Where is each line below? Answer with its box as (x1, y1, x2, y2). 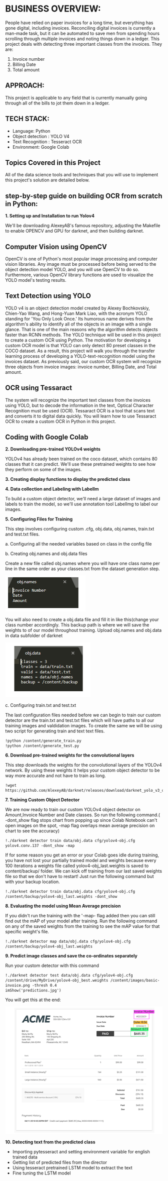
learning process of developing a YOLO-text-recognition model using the (5, 353, 155, 359)
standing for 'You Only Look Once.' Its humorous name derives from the (5, 315, 153, 321)
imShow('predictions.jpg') (5, 988, 61, 993)
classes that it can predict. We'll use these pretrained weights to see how (5, 461, 156, 467)
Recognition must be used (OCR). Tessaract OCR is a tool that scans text (5, 407, 155, 413)
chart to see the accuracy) (5, 828, 60, 834)
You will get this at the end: (5, 997, 61, 1003)
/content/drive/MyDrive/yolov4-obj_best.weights (5, 978, 108, 983)
